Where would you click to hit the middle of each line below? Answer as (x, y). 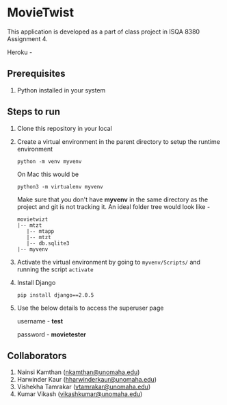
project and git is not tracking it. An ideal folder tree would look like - (113, 206)
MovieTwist (40, 13)
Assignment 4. (27, 38)
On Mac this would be (48, 174)
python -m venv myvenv (49, 161)
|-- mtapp (40, 231)
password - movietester (52, 334)
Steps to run (34, 112)
